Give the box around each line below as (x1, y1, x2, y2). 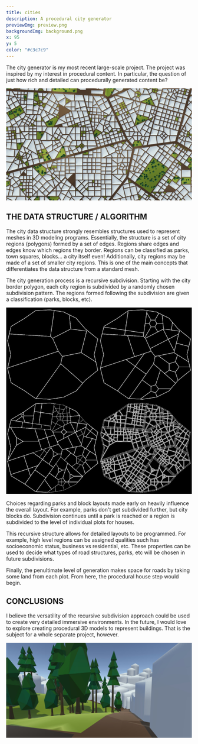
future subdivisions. (6, 555, 54, 562)
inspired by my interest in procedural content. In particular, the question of (6, 70, 187, 77)
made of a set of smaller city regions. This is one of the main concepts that (6, 259, 188, 266)
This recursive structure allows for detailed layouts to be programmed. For (6, 530, 187, 537)
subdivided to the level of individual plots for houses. (6, 518, 134, 526)
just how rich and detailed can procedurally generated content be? (6, 76, 168, 83)
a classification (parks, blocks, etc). (6, 296, 93, 303)
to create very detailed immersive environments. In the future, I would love (6, 618, 187, 625)
